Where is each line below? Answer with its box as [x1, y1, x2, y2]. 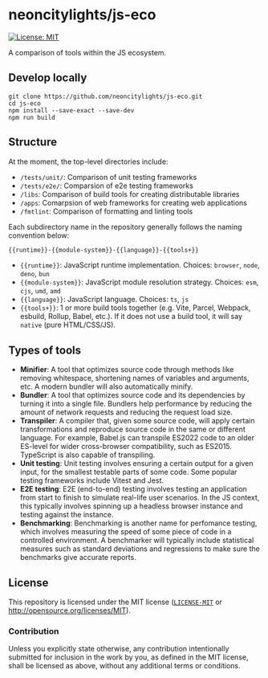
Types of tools [8, 343, 82, 357]
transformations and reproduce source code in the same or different [19, 424, 246, 435]
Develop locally [8, 71, 87, 85]
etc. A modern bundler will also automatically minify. [19, 382, 193, 391]
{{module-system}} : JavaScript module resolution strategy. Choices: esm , [19, 277, 259, 287]
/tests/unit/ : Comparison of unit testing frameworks [19, 172, 197, 182]
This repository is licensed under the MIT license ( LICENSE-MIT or [8, 597, 223, 607]
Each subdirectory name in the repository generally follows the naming [8, 222, 242, 231]
